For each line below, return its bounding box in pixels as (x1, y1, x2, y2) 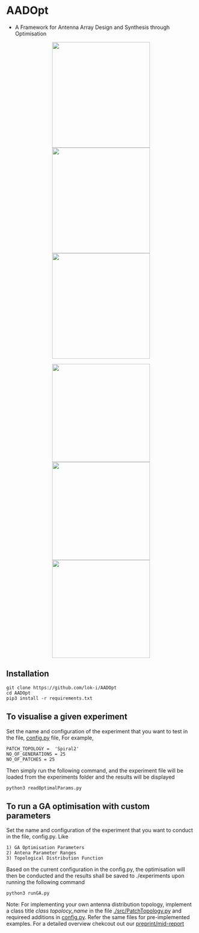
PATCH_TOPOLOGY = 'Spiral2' (6, 745, 79, 751)
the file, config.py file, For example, (6, 734, 94, 741)
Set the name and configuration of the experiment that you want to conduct (6, 827, 194, 834)
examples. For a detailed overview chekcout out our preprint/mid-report (6, 920, 185, 928)
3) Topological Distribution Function (6, 855, 103, 861)
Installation (6, 669, 49, 679)
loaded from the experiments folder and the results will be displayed (6, 773, 176, 780)
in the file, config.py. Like (6, 833, 69, 840)
